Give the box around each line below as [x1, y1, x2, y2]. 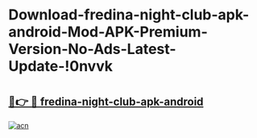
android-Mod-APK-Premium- [8, 23, 208, 41]
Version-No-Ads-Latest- [8, 40, 176, 58]
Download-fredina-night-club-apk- [8, 6, 250, 24]
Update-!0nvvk [8, 57, 113, 76]
